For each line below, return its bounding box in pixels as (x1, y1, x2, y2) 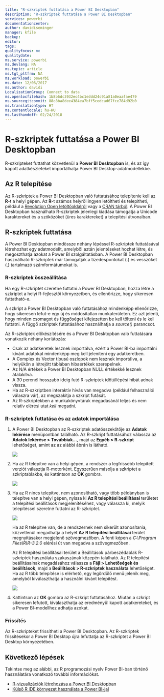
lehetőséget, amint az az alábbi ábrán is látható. (12, 442, 109, 448)
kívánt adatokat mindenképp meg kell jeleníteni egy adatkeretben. (12, 350, 145, 357)
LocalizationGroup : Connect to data (5, 90, 80, 94)
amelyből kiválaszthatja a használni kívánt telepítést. (12, 576, 118, 581)
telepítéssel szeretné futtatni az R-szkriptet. (12, 505, 101, 512)
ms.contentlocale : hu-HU (5, 108, 56, 113)
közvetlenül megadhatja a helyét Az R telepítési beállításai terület (12, 529, 145, 535)
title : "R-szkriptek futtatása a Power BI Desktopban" (5, 7, 119, 12)
